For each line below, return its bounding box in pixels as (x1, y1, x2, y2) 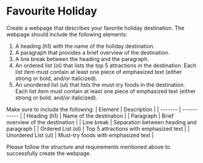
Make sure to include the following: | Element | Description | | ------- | (6, 105, 181, 113)
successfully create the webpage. (6, 150, 91, 157)
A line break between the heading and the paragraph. (15, 55, 150, 62)
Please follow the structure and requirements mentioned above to (6, 143, 170, 150)
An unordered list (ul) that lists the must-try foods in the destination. (15, 81, 185, 88)
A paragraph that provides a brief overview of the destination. (15, 48, 170, 56)
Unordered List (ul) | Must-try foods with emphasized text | (6, 131, 154, 139)
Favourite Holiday (6, 4, 97, 18)
